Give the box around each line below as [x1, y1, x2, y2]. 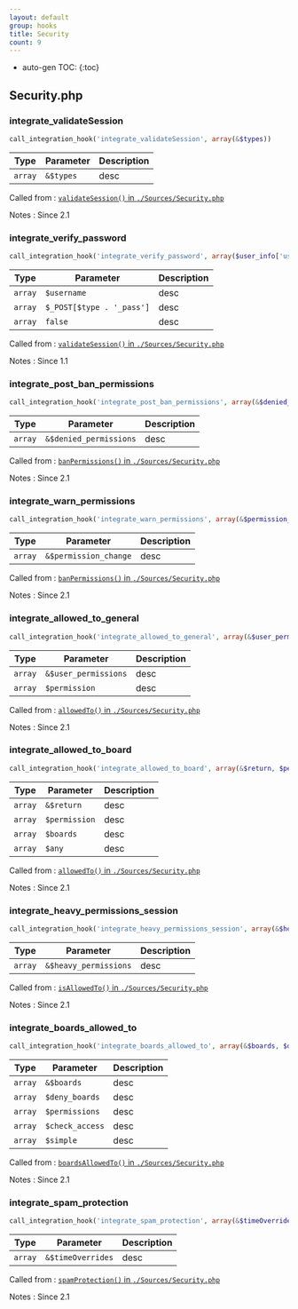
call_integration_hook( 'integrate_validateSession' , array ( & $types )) [9, 134, 272, 143]
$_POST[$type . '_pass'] [44, 302, 151, 312]
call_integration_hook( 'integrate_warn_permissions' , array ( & [9, 515, 244, 524]
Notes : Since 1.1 [9, 355, 68, 366]
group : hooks [9, 21, 58, 30]
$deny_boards [44, 1092, 100, 1102]
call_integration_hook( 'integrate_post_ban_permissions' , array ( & [9, 398, 260, 407]
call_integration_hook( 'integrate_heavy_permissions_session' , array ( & [9, 924, 279, 933]
